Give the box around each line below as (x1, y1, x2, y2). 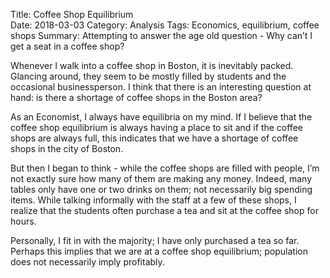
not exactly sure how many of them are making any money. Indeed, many (10, 173, 313, 184)
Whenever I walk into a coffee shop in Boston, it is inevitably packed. (10, 60, 294, 71)
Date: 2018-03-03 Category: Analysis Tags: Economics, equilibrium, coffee (10, 19, 320, 31)
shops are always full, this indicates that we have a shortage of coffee (10, 132, 299, 144)
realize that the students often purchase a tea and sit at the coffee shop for (10, 205, 319, 216)
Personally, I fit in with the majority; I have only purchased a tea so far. (10, 235, 300, 246)
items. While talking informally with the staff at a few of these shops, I (10, 194, 297, 206)
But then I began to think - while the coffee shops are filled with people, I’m (10, 162, 320, 174)
